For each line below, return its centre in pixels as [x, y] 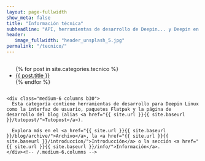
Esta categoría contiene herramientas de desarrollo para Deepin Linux [106, 104]
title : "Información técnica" [45, 23]
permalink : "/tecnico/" [37, 47]
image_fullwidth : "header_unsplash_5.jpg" [69, 40]
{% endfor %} [33, 82]
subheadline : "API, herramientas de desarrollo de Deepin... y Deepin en [103, 29]
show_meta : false [29, 18]
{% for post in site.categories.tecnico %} [67, 69]
